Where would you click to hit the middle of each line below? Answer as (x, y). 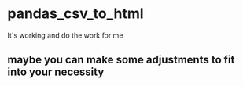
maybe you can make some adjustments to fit (121, 60)
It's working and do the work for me (65, 35)
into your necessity (56, 72)
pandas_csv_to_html (75, 14)
